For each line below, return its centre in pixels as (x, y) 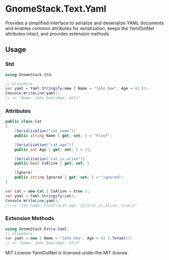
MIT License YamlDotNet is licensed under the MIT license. (67, 253)
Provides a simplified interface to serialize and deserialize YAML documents (84, 23)
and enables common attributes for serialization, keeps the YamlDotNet (80, 28)
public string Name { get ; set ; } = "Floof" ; (63, 136)
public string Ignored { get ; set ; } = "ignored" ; (69, 177)
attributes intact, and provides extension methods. (58, 34)
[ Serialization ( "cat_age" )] (44, 145)
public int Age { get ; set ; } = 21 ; (53, 150)
